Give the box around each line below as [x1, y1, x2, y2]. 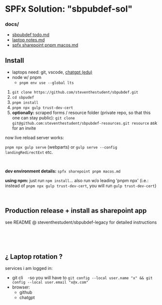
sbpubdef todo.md [12, 32, 49, 38]
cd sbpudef [12, 95, 34, 100]
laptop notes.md [12, 37, 45, 43]
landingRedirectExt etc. [5, 150, 53, 155]
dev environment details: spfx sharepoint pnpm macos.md [5, 168, 121, 174]
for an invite [12, 125, 36, 131]
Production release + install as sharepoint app [5, 206, 147, 215]
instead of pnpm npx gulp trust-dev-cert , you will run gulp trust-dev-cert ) [5, 183, 157, 189]
